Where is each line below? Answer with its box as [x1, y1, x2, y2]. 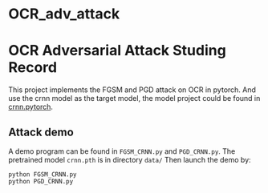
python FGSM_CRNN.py [8, 170, 78, 179]
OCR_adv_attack [8, 5, 120, 23]
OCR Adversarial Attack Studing [8, 42, 226, 60]
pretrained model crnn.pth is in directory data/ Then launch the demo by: [8, 155, 251, 164]
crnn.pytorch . [8, 102, 54, 112]
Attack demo [8, 125, 74, 139]
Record [8, 58, 58, 77]
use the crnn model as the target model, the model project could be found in [8, 94, 261, 103]
